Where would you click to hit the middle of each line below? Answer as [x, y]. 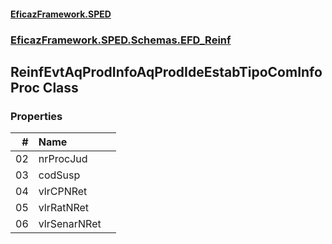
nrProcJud [63, 159]
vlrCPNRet [63, 192]
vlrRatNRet [64, 208]
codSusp [59, 175]
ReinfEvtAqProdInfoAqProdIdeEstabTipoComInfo [166, 71]
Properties [36, 116]
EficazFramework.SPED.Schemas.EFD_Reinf [121, 40]
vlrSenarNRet [70, 224]
